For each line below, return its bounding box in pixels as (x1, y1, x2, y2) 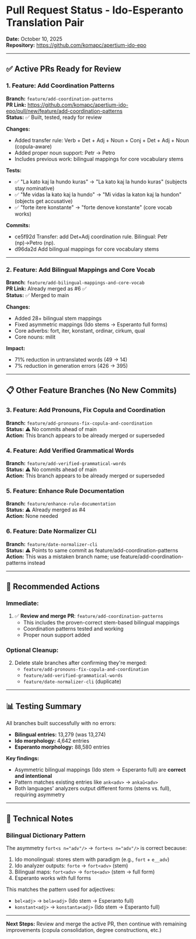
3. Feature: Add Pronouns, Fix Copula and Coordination (6, 406, 166, 414)
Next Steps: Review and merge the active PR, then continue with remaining (6, 920, 187, 927)
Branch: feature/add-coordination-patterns (6, 95, 114, 102)
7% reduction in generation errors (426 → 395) (14, 362, 128, 369)
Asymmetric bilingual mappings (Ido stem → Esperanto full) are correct (14, 766, 186, 773)
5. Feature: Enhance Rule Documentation (6, 487, 124, 495)
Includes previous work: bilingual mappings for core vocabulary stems (14, 155, 184, 162)
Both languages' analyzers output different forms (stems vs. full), (14, 785, 171, 792)
